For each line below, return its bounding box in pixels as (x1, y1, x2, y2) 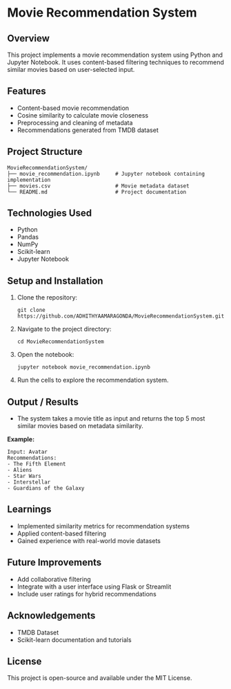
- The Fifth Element (7, 461, 67, 468)
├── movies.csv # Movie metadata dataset (7, 182, 190, 190)
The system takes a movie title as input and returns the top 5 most (17, 414, 205, 423)
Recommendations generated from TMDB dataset (17, 126, 159, 134)
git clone (17, 306, 46, 314)
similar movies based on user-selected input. (7, 66, 135, 73)
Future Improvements (7, 557, 102, 569)
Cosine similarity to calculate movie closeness (17, 111, 149, 119)
